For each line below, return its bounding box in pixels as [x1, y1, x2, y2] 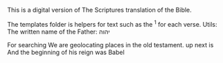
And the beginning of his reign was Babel [7, 48, 125, 56]
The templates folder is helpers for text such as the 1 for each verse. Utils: [7, 19, 217, 28]
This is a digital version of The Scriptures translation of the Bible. [7, 6, 192, 14]
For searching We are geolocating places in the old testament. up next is [7, 40, 214, 49]
